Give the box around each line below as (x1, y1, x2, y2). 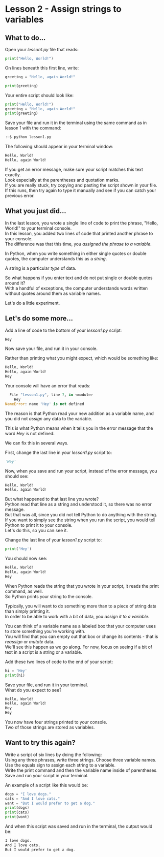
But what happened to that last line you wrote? (5, 496, 99, 502)
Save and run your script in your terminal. (5, 772, 89, 778)
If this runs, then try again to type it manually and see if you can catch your (5, 187, 157, 193)
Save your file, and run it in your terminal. (5, 682, 88, 688)
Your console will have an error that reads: (5, 383, 91, 388)
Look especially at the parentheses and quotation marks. (5, 177, 120, 183)
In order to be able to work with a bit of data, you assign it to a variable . (5, 613, 150, 619)
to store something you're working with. (5, 628, 86, 634)
